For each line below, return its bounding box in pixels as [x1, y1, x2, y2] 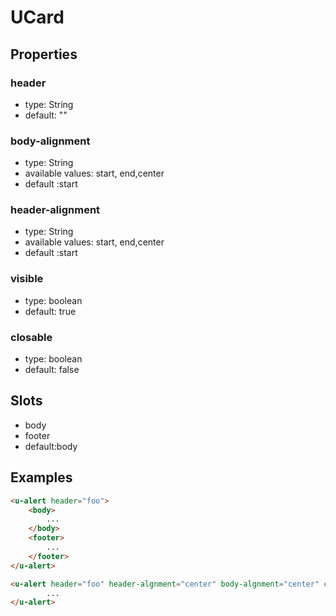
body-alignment [10, 134, 91, 148]
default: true [24, 305, 77, 317]
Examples [10, 469, 73, 486]
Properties [10, 46, 78, 63]
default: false [24, 364, 80, 376]
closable [10, 330, 53, 344]
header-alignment [10, 203, 101, 217]
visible [10, 272, 44, 286]
